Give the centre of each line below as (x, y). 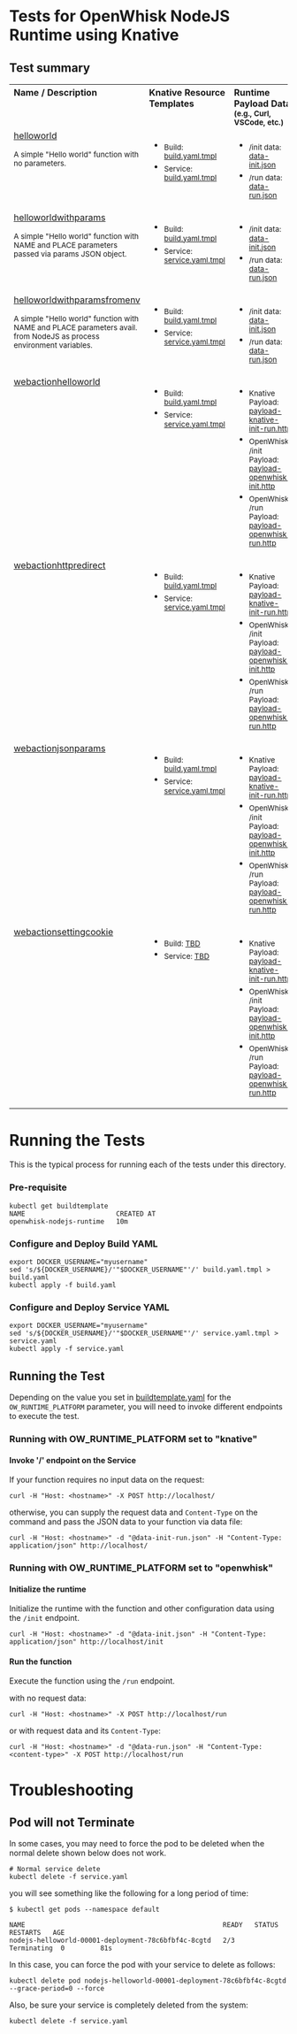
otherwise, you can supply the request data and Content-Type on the (133, 1512)
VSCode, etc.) (259, 123)
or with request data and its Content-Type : (85, 1731)
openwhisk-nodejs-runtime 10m (69, 1221)
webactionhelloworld (57, 382)
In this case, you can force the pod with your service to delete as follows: (142, 1965)
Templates (171, 104)
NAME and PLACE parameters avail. (76, 327)
